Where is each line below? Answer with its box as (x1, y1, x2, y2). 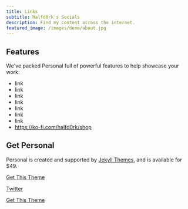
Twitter (6, 185, 23, 192)
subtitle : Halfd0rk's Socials (6, 14, 80, 20)
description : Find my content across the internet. (6, 19, 135, 25)
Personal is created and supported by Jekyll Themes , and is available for (6, 156, 182, 163)
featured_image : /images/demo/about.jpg (6, 25, 107, 31)
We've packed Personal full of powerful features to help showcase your (6, 62, 179, 69)
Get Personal (6, 140, 55, 150)
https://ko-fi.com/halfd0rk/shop (14, 124, 92, 131)
